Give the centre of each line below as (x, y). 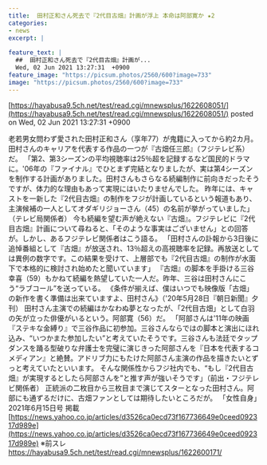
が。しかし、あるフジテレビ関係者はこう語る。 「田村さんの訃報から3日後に (133, 238)
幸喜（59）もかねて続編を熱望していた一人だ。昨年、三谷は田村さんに (124, 278)
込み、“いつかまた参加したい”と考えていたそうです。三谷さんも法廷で (123, 338)
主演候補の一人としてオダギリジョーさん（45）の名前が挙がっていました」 (131, 208)
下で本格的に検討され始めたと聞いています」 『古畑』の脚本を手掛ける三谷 (132, 268)
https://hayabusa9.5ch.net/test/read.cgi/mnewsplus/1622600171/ (115, 452)
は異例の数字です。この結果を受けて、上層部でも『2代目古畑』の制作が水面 (132, 258)
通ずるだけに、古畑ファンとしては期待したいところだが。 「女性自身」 (143, 398)
